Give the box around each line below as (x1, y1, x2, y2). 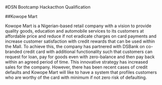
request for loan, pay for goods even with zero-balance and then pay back (5, 54, 155, 60)
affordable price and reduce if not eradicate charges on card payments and (5, 34, 157, 39)
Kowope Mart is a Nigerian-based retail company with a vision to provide (5, 23, 152, 29)
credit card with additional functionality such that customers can (23, 49, 153, 54)
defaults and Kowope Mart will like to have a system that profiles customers (5, 69, 157, 75)
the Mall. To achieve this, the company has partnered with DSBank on (5, 44, 145, 49)
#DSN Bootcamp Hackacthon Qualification (5, 4, 91, 10)
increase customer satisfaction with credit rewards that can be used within (5, 38, 155, 44)
